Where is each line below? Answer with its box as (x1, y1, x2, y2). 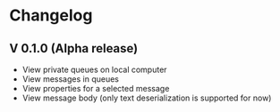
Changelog (9, 5, 93, 26)
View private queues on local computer (21, 64, 167, 75)
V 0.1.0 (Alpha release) (9, 41, 139, 56)
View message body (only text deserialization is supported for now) (21, 92, 272, 103)
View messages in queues (21, 74, 119, 84)
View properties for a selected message (21, 84, 170, 93)
